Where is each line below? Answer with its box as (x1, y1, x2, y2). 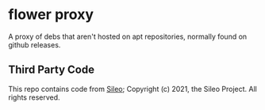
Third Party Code (8, 63, 95, 77)
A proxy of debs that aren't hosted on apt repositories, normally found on (8, 32, 248, 41)
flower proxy (8, 6, 94, 24)
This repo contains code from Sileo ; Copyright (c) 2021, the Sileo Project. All (8, 84, 258, 93)
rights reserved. (8, 93, 61, 102)
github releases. (8, 40, 61, 49)
